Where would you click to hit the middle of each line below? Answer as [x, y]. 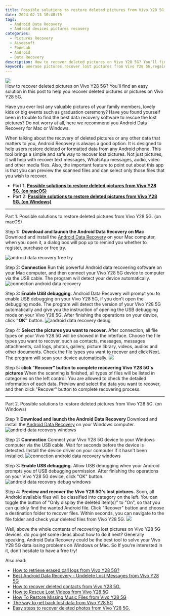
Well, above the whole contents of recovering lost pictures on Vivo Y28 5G [83, 529]
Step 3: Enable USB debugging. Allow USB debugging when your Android [82, 466]
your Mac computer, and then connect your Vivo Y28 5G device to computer [85, 273]
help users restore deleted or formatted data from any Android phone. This [83, 149]
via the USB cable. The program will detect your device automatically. [78, 278]
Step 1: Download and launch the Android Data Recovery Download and [81, 419]
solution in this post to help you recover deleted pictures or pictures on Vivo [84, 91]
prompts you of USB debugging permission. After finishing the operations [82, 471]
